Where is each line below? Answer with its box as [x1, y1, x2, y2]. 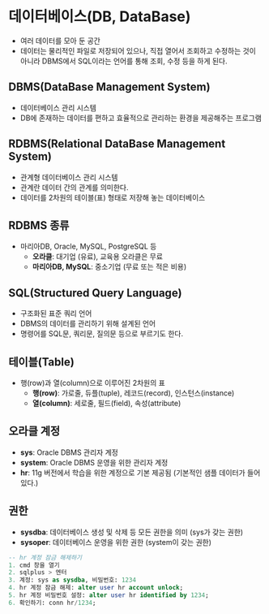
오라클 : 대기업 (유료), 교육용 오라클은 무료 [32, 252, 164, 262]
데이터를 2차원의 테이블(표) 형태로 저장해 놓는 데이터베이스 [19, 192, 206, 202]
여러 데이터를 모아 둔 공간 [19, 36, 101, 45]
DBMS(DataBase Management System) [8, 80, 211, 94]
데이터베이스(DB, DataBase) [8, 7, 191, 26]
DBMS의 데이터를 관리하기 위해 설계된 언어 [19, 318, 156, 329]
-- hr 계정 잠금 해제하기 [8, 553, 83, 561]
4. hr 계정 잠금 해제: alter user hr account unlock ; [8, 584, 184, 592]
